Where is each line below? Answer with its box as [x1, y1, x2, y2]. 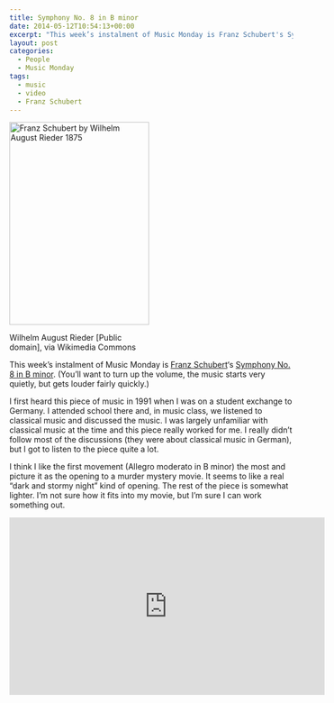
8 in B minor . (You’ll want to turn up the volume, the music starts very [9, 369, 266, 379]
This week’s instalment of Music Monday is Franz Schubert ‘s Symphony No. [9, 360, 291, 370]
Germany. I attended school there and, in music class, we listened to [9, 406, 263, 416]
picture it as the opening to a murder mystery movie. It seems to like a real [9, 470, 284, 482]
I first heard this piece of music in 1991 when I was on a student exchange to [9, 396, 293, 406]
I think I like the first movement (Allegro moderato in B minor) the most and [9, 461, 286, 472]
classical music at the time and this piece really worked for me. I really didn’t [9, 425, 293, 435]
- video [17, 88, 47, 97]
